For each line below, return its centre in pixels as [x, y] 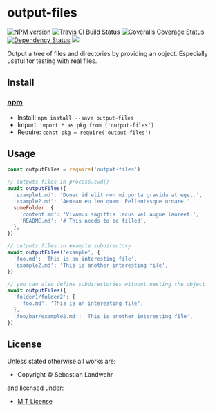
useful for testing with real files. [52, 61]
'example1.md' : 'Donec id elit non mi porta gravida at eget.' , [108, 195]
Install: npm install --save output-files [75, 117]
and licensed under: [36, 388]
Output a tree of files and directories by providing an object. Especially [108, 53]
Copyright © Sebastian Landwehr [65, 374]
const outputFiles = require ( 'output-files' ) [74, 170]
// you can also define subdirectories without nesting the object [106, 284]
